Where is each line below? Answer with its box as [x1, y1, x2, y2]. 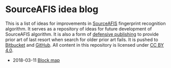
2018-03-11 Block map [12, 57, 60, 63]
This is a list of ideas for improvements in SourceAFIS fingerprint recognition [5, 20, 166, 26]
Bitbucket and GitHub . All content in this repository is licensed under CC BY [5, 42, 164, 48]
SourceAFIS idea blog [5, 4, 99, 15]
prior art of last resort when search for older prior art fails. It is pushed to [5, 37, 158, 43]
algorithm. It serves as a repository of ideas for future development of [5, 25, 152, 31]
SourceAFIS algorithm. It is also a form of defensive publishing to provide [5, 31, 159, 37]
